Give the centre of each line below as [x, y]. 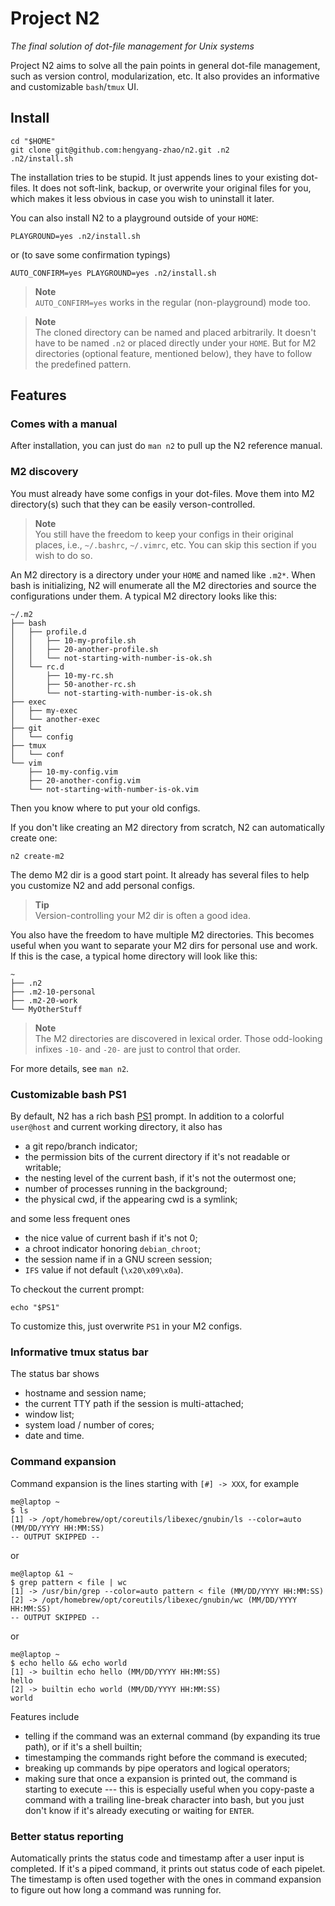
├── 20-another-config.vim [84, 780]
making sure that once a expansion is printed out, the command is [161, 1778]
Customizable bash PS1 [68, 1094]
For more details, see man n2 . [70, 1068]
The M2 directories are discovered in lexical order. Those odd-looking [178, 1038]
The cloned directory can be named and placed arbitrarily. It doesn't [175, 332]
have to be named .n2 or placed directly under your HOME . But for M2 [175, 343]
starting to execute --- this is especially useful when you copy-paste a [169, 1789]
